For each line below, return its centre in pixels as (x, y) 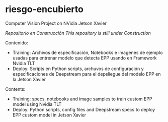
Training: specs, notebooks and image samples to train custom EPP (82, 99)
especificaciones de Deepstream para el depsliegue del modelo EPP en (87, 74)
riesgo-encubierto (45, 9)
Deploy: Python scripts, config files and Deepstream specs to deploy (84, 109)
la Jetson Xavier (29, 79)
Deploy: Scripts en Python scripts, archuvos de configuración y (78, 69)
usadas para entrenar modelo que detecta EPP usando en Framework (85, 58)
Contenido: (17, 43)
